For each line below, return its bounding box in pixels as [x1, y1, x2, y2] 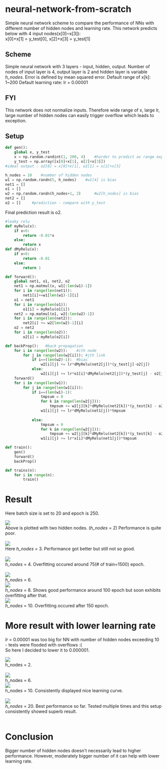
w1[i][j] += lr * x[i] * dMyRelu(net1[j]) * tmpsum [40, 436, 137, 441]
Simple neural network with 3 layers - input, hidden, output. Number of [5, 63, 150, 69]
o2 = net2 [14, 325, 35, 330]
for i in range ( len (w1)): [14, 380, 68, 385]
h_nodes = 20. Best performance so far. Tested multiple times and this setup [5, 703, 162, 709]
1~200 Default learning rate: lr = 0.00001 [5, 79, 88, 85]
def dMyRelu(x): [5, 247, 39, 252]
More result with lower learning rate [5, 620, 156, 632]
